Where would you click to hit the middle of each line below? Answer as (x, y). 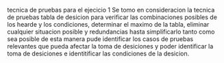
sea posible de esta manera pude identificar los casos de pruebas (100, 39)
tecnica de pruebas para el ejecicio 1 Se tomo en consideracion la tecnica (111, 10)
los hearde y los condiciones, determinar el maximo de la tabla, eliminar (108, 24)
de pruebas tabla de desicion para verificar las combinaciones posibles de (112, 17)
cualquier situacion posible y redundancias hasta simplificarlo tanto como (111, 32)
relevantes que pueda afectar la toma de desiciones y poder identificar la (110, 46)
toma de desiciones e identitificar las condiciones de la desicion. (98, 53)
